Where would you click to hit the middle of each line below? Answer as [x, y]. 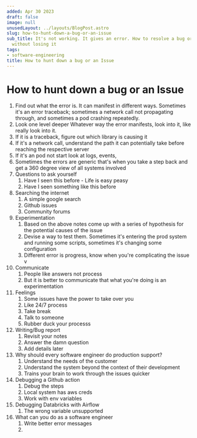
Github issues [40, 205]
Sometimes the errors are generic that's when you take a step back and [101, 162]
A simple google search [52, 199]
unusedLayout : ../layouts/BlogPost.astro [58, 28]
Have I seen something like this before [70, 187]
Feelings [25, 293]
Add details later [44, 349]
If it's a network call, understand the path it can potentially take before [100, 143]
